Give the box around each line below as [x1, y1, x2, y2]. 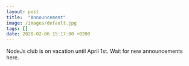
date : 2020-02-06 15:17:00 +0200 [6, 31, 91, 37]
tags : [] [6, 25, 28, 32]
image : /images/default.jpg [6, 20, 77, 26]
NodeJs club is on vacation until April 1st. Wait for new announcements [6, 47, 183, 55]
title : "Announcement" [6, 14, 66, 20]
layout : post [6, 8, 39, 15]
